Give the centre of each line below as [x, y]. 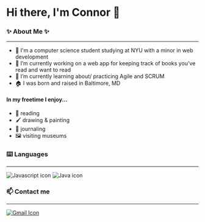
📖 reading [27, 113]
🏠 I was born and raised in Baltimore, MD [68, 83]
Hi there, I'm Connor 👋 [63, 13]
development [32, 57]
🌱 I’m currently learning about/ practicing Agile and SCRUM [90, 76]
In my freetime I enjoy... [37, 99]
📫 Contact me [28, 192]
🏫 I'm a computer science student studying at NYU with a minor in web [104, 51]
